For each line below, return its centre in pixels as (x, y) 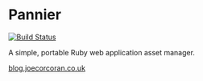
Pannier (35, 15)
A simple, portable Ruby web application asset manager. (102, 52)
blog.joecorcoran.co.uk (47, 68)
